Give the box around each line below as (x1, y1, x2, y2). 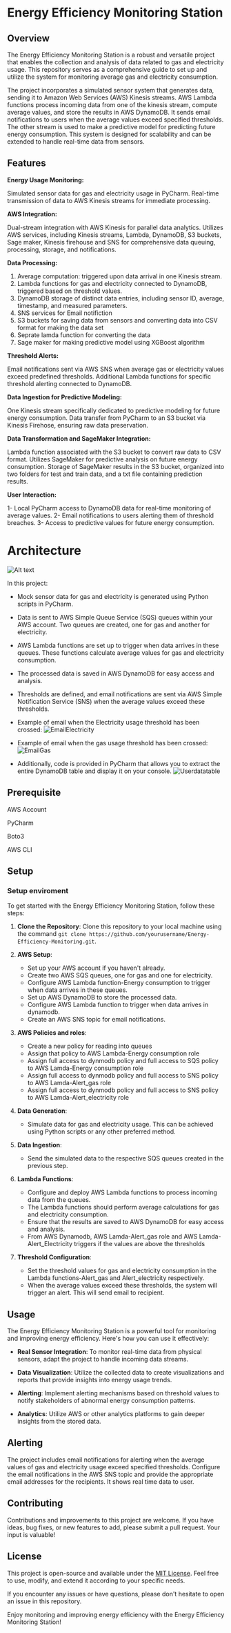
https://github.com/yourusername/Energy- (88, 931, 210, 938)
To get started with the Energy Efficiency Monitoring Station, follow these (7, 901, 215, 910)
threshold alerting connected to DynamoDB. (7, 379, 132, 388)
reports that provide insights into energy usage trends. (17, 1376, 172, 1384)
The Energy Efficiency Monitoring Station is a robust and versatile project (7, 50, 215, 59)
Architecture (7, 543, 81, 558)
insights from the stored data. (17, 1417, 101, 1426)
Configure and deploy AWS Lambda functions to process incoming (27, 1188, 217, 1196)
